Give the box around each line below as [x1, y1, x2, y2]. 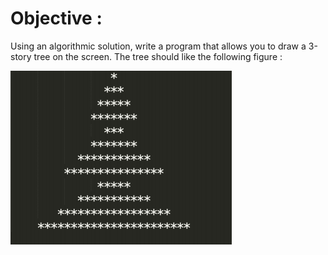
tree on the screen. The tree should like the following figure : [33, 50, 283, 62]
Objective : [10, 7, 103, 30]
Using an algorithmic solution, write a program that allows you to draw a [10, 40, 307, 52]
